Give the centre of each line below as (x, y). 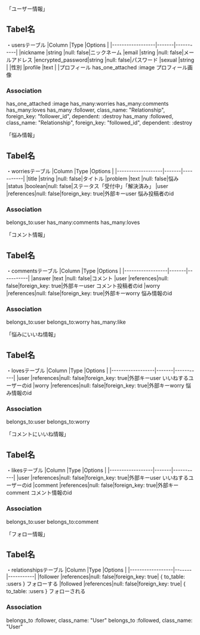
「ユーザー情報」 (27, 9)
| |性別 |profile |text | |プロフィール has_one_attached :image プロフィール (97, 67)
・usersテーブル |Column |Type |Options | (58, 45)
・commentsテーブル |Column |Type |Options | (64, 271)
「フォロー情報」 (27, 534)
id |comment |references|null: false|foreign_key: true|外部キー (103, 485)
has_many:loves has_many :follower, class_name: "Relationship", (86, 110)
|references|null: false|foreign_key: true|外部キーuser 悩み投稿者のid (90, 194)
